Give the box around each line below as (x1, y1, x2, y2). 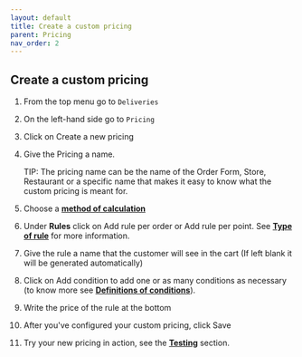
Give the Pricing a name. (23, 149, 116, 159)
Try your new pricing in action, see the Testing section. (23, 337, 230, 349)
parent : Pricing (10, 30, 71, 39)
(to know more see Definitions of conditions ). (23, 285, 196, 295)
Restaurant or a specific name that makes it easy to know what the (23, 176, 272, 187)
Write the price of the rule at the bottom (23, 303, 172, 314)
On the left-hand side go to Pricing (23, 114, 155, 125)
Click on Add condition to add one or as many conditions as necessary (23, 275, 288, 286)
